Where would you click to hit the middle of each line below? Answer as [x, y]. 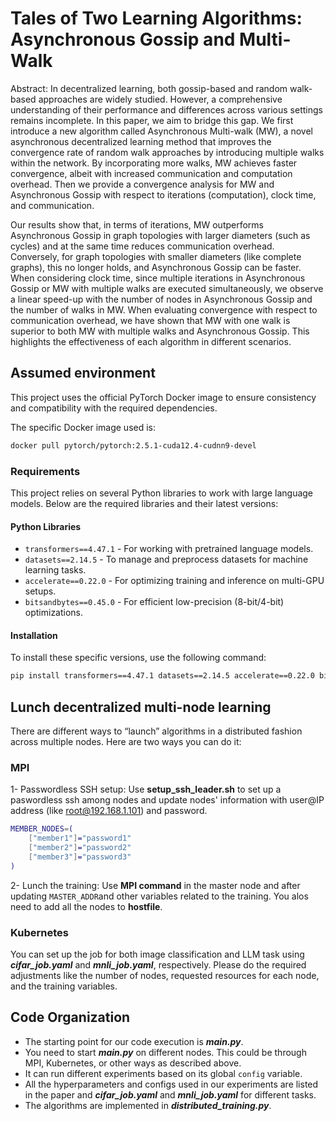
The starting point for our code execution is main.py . [134, 1041]
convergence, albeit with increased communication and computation [151, 173]
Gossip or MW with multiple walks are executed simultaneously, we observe [167, 288]
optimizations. [54, 613]
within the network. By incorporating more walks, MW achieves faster [154, 163]
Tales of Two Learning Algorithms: [156, 18]
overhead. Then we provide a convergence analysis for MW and [142, 184]
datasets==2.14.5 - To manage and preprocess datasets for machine [166, 559]
